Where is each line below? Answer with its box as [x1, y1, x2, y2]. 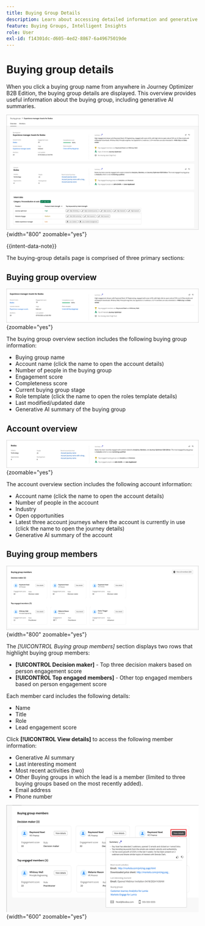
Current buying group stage [15, 386, 85, 394]
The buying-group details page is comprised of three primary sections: [6, 254, 185, 262]
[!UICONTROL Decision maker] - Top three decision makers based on [15, 661, 192, 669]
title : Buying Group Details [6, 10, 81, 16]
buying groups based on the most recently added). [15, 780, 143, 787]
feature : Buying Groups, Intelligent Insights [6, 23, 127, 29]
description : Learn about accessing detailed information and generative [6, 16, 198, 23]
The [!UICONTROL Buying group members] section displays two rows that [6, 643, 193, 650]
